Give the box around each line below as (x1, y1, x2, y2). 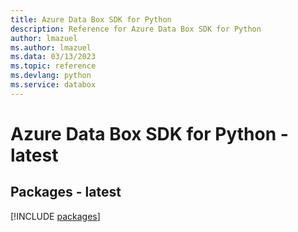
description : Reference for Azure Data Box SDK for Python (10, 24, 262, 34)
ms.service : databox (10, 80, 97, 90)
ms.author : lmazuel (10, 42, 92, 53)
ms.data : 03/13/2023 (10, 52, 97, 62)
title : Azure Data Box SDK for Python (10, 14, 172, 25)
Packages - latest (10, 184, 122, 201)
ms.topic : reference (10, 61, 97, 71)
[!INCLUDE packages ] (10, 210, 101, 222)
